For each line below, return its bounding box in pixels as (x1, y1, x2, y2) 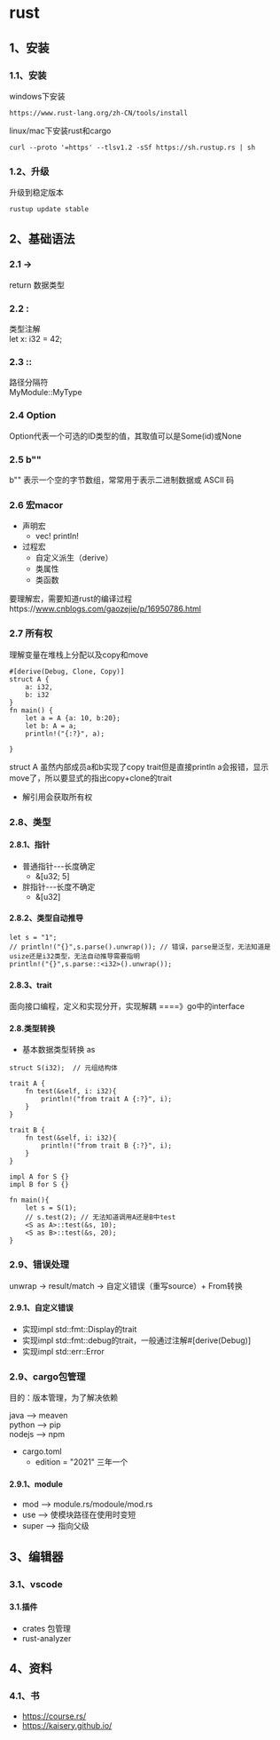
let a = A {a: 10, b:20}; (25, 713, 121, 722)
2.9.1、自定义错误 (9, 1302, 74, 1313)
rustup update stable (9, 205, 89, 214)
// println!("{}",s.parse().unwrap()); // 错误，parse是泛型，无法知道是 (9, 942, 271, 951)
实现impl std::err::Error (21, 1346, 105, 1356)
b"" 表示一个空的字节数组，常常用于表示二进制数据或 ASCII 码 (9, 474, 235, 486)
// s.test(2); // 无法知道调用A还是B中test (25, 1213, 176, 1222)
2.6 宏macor (9, 498, 64, 511)
